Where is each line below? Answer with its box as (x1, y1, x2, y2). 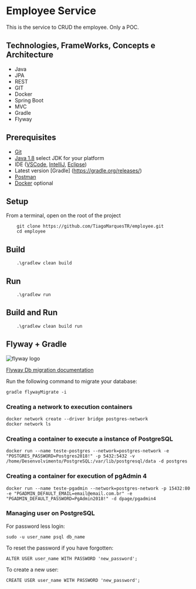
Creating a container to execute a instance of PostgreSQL (6, 434, 173, 442)
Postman (14, 173, 36, 180)
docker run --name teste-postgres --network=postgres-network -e (6, 448, 169, 454)
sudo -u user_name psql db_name (6, 534, 85, 540)
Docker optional (14, 179, 53, 187)
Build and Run (6, 308, 58, 318)
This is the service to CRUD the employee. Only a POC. (6, 24, 139, 31)
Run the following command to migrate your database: (6, 378, 138, 385)
